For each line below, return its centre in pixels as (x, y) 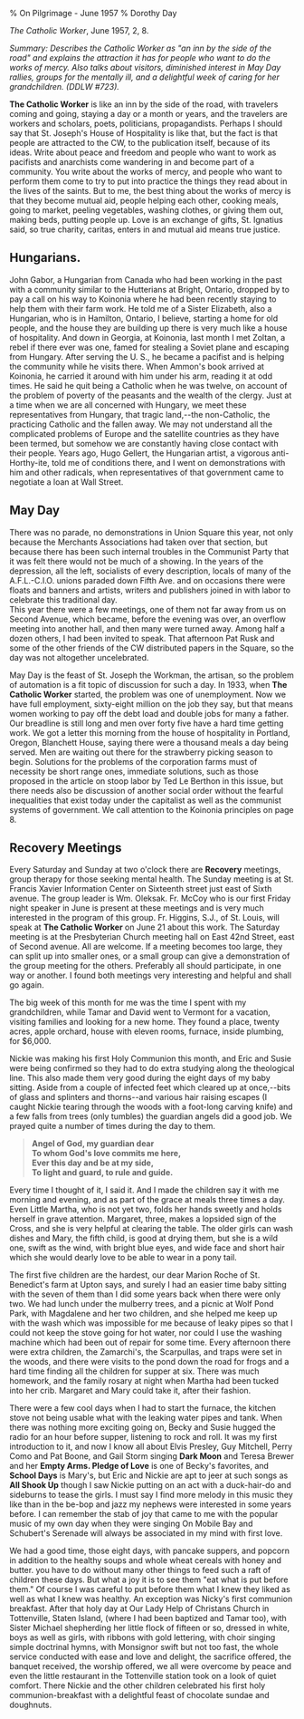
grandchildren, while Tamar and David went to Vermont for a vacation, (140, 1012)
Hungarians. (45, 258)
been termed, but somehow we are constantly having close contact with (144, 443)
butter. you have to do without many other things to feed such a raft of (140, 1570)
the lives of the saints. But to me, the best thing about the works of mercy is (150, 191)
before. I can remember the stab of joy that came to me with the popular (144, 1514)
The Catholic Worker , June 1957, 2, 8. (79, 30)
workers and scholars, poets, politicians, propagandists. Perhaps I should (146, 123)
